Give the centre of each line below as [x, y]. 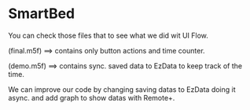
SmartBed [42, 14]
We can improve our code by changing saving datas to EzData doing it [122, 89]
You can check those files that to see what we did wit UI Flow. [108, 35]
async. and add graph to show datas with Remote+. [92, 97]
